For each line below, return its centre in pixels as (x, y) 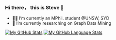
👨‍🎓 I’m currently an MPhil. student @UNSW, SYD (61, 18)
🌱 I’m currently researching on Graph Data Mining (62, 23)
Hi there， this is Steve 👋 (34, 7)
